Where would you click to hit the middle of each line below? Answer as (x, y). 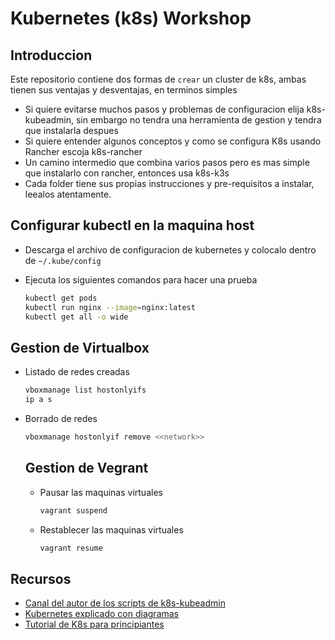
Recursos (41, 578)
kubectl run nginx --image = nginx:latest (110, 307)
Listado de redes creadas (77, 372)
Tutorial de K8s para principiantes (94, 624)
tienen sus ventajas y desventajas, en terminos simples (124, 90)
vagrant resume (71, 548)
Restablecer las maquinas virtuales (111, 529)
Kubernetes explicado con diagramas (102, 614)
